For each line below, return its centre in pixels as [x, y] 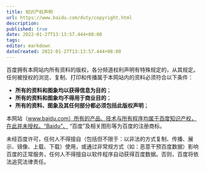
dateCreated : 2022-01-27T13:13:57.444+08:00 [64, 52]
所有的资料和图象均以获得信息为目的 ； [63, 90]
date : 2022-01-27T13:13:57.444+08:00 [54, 35]
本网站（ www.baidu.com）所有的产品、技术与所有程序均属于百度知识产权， [102, 118]
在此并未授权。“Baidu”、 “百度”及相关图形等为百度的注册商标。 [86, 126]
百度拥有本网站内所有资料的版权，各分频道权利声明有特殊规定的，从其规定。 [103, 69]
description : [23, 23]
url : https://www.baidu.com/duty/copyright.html [69, 18]
